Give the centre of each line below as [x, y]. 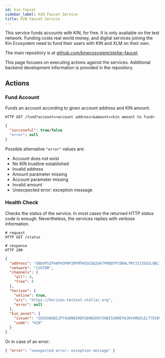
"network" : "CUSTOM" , [32, 268]
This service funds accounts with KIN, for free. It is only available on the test [82, 33]
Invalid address [27, 169]
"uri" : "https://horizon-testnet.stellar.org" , [63, 300]
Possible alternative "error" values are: [45, 149]
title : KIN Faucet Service [33, 19]
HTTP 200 [14, 250]
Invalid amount [27, 184]
